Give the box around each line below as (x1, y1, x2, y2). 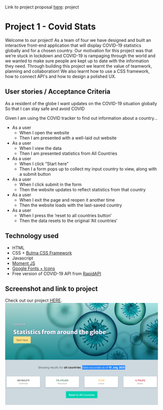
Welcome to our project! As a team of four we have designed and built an (5, 37, 151, 43)
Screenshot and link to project (5, 284, 98, 293)
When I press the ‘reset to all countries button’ (19, 212, 112, 218)
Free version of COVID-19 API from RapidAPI (12, 270, 101, 277)
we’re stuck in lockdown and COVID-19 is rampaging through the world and (5, 53, 156, 58)
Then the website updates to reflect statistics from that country (19, 186, 146, 192)
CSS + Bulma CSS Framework (12, 250, 72, 256)
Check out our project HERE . (5, 298, 62, 303)
